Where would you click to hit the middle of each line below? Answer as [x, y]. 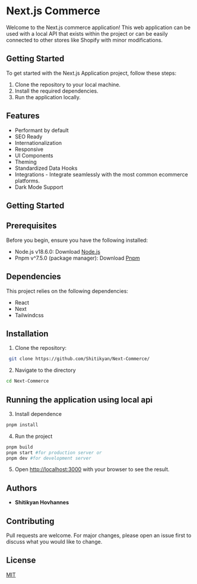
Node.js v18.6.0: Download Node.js [58, 251]
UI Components [34, 155]
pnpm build [20, 447]
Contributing [30, 521]
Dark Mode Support [39, 187]
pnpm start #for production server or [54, 453]
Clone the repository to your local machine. [67, 84]
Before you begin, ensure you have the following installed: [77, 240]
